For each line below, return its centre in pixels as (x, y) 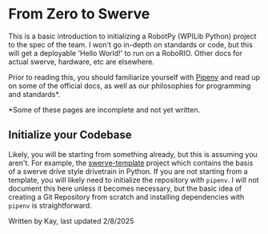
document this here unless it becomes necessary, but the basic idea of (125, 188)
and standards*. (34, 94)
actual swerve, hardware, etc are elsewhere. (81, 62)
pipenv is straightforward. (50, 205)
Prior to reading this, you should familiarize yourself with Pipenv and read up (134, 77)
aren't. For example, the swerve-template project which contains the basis (131, 163)
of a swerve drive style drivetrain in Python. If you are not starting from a (128, 171)
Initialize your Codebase (70, 135)
